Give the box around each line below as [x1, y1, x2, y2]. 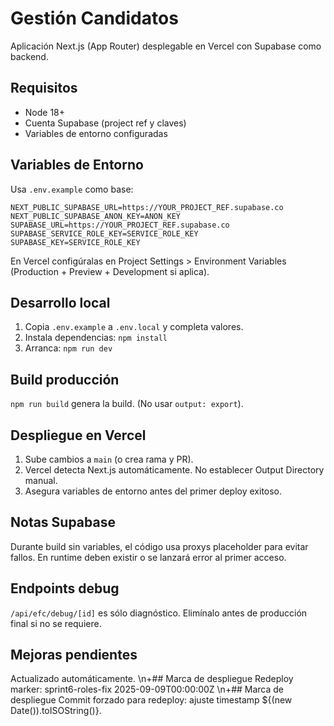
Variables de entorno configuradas [24, 127, 168, 139]
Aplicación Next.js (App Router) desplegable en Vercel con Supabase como [10, 40, 322, 52]
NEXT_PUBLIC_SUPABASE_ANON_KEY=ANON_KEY [10, 211, 182, 221]
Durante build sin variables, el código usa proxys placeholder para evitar [10, 540, 309, 552]
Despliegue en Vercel [10, 427, 147, 444]
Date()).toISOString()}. [10, 705, 102, 717]
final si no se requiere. [10, 617, 102, 629]
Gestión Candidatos [10, 7, 179, 30]
